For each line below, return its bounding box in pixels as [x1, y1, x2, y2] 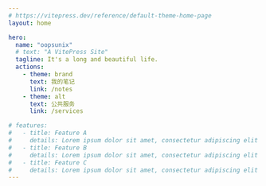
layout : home [8, 19, 52, 27]
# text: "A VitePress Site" [15, 48, 109, 56]
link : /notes [29, 85, 73, 93]
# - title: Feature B [8, 144, 88, 152]
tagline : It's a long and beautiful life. [15, 56, 158, 64]
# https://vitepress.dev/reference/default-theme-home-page [8, 11, 213, 20]
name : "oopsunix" [15, 41, 73, 48]
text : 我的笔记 [29, 77, 76, 86]
